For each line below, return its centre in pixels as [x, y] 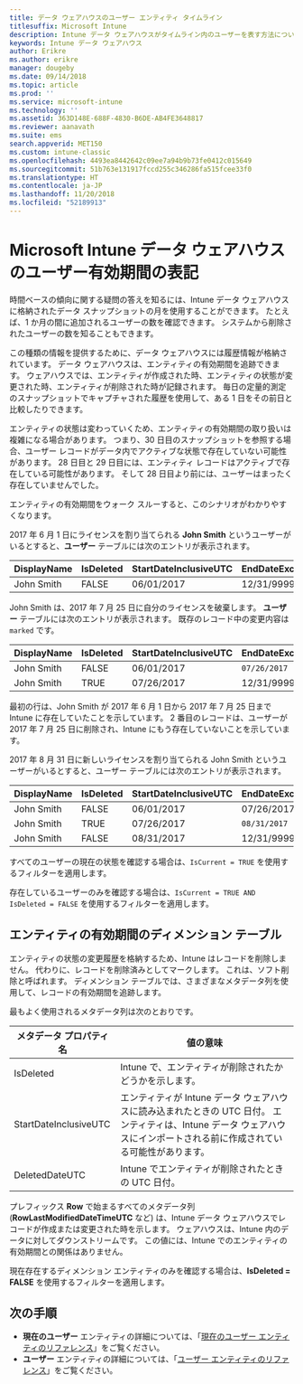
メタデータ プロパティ [63, 1036]
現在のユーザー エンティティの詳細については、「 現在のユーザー [139, 1337]
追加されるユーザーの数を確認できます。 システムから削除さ [181, 322]
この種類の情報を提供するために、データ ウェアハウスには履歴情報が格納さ [148, 353]
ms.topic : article [44, 85]
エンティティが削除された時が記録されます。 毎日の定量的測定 [171, 386]
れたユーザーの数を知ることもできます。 [84, 333]
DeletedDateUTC [50, 1174]
